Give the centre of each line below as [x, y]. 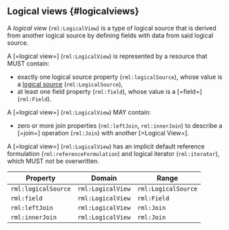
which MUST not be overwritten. [53, 161]
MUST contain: [28, 63]
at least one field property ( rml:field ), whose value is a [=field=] [109, 91]
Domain [104, 178]
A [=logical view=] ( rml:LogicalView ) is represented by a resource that [107, 56]
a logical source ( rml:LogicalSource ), [70, 84]
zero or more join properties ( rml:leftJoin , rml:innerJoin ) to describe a [120, 125]
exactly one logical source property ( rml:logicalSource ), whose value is [120, 77]
